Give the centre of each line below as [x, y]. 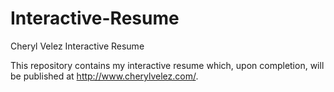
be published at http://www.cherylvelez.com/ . [104, 76]
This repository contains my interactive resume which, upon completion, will [167, 65]
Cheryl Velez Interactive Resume [77, 46]
